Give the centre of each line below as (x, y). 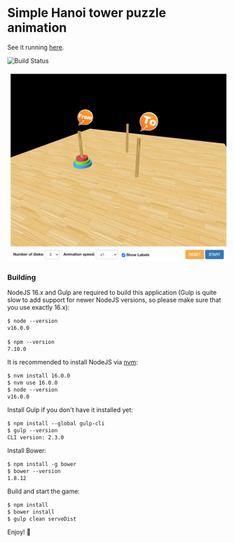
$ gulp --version (33, 431)
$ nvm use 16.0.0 (33, 383)
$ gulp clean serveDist (42, 519)
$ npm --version (31, 342)
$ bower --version (34, 472)
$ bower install (31, 512)
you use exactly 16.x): (39, 308)
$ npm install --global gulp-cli (56, 424)
